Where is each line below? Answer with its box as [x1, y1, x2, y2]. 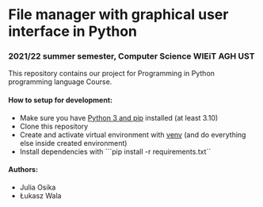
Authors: [8, 165, 38, 174]
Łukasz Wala [19, 190, 62, 200]
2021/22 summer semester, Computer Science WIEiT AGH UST [8, 51, 255, 62]
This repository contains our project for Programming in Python [8, 69, 215, 79]
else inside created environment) [19, 138, 128, 148]
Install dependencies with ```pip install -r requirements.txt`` [19, 147, 212, 156]
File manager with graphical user [8, 6, 229, 24]
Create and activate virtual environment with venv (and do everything [19, 129, 246, 140]
